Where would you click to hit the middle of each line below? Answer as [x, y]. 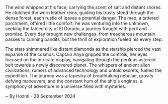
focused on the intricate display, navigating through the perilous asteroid [80, 60]
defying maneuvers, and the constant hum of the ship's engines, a [74, 81]
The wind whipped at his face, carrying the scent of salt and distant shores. [83, 7]
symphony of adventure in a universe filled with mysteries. [66, 86]
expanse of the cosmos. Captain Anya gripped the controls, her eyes [76, 54]
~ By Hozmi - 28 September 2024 [40, 96]
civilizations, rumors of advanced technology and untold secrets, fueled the [83, 70]
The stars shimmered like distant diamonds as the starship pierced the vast [83, 49]
